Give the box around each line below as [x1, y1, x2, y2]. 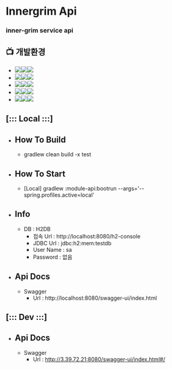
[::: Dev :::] [6, 311, 47, 322]
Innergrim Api [6, 4, 77, 18]
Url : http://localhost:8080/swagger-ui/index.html [32, 294, 157, 302]
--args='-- [118, 184, 144, 192]
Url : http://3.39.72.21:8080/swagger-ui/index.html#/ [32, 356, 166, 363]
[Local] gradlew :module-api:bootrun [23, 184, 117, 192]
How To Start [14, 169, 65, 179]
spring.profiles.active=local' [23, 191, 95, 199]
